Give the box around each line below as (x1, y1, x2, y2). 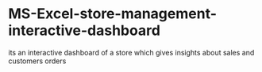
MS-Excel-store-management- (8, 5, 217, 23)
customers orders (8, 56, 67, 66)
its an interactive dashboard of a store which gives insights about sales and (8, 47, 255, 57)
